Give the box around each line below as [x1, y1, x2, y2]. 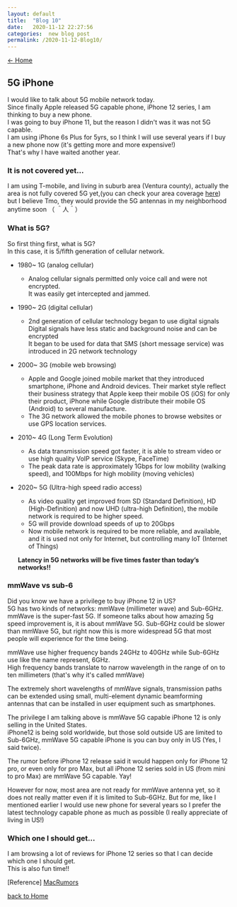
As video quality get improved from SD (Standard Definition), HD [28, 497, 216, 505]
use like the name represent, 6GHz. [7, 655, 111, 664]
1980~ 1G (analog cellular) [17, 260, 94, 269]
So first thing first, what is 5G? [7, 239, 96, 248]
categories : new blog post [7, 30, 91, 37]
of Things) [28, 542, 59, 550]
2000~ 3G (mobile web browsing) [17, 360, 117, 369]
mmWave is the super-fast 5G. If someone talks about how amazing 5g [7, 611, 214, 620]
